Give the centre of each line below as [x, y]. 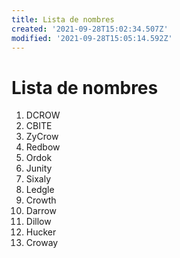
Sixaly [38, 179]
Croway [42, 243]
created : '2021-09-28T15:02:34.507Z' [90, 29]
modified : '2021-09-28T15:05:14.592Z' [92, 38]
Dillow [38, 222]
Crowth [41, 200]
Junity [39, 168]
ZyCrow [42, 137]
